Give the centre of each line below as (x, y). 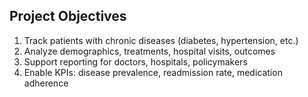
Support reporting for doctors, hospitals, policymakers (135, 61)
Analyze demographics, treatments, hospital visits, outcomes (149, 51)
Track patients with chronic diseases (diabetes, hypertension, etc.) (161, 40)
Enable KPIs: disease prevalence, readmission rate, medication (153, 72)
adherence (46, 83)
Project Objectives (68, 16)
